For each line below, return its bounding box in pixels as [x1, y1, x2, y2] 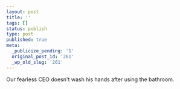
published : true [6, 37, 47, 43]
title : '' [6, 14, 31, 20]
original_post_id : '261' [11, 54, 74, 60]
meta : [6, 43, 20, 49]
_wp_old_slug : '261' [11, 59, 63, 65]
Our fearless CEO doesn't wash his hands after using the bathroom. [6, 76, 175, 83]
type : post [6, 31, 34, 37]
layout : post [6, 8, 39, 15]
